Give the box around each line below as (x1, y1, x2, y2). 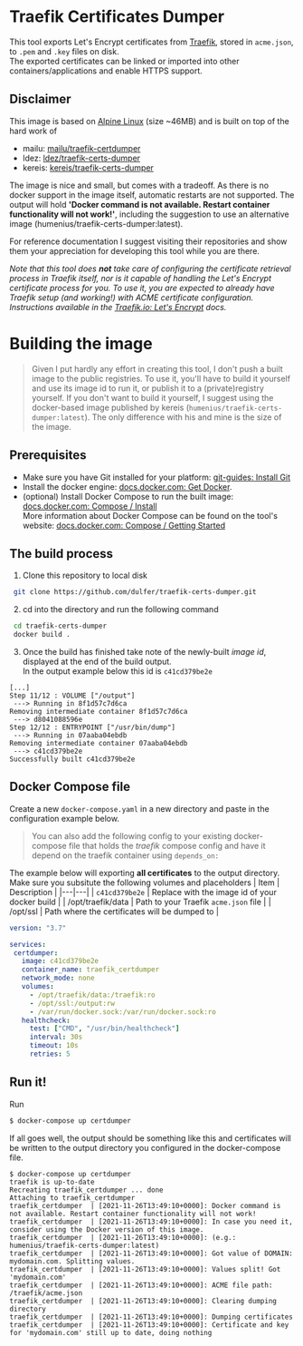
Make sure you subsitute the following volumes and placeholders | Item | (9, 877, 280, 888)
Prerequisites (9, 447, 87, 463)
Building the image (9, 333, 153, 354)
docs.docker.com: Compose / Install (22, 501, 157, 512)
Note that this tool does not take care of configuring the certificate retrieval (9, 263, 291, 274)
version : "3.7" (9, 923, 67, 932)
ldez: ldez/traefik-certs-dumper (22, 152, 141, 163)
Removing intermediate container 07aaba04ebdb (9, 738, 188, 747)
